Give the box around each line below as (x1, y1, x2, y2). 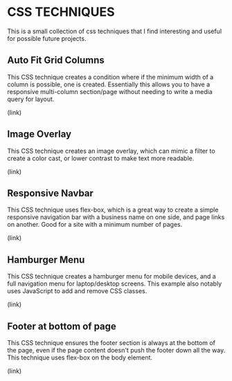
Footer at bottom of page (7, 320, 116, 332)
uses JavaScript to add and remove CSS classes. (7, 287, 148, 295)
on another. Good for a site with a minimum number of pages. (7, 221, 183, 229)
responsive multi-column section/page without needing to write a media (7, 87, 213, 95)
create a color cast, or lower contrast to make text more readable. (7, 154, 195, 162)
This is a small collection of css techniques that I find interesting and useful (7, 27, 222, 35)
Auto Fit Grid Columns (7, 55, 105, 66)
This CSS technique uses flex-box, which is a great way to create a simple (7, 205, 219, 214)
